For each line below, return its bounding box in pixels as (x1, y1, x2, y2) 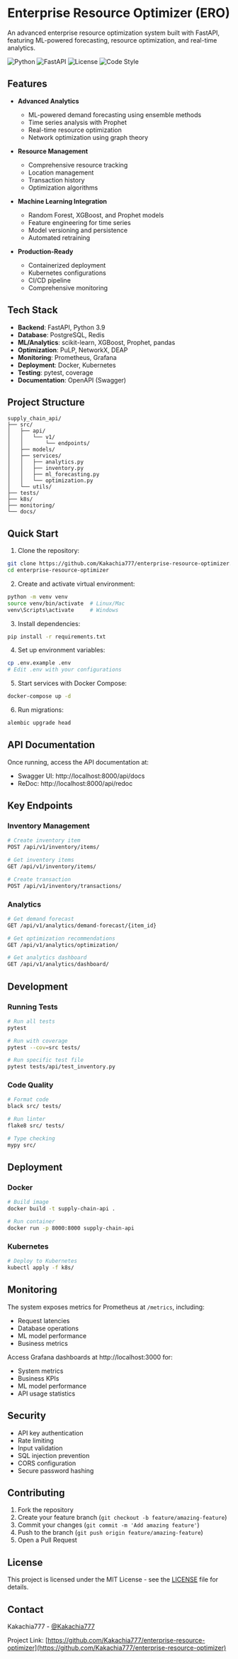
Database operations (17, 1324, 79, 1332)
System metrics (17, 1367, 64, 1375)
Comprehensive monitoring (28, 283, 108, 292)
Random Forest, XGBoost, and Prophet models (28, 211, 164, 219)
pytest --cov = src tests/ (7, 1044, 81, 1051)
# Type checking (7, 1134, 55, 1142)
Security (7, 1410, 46, 1422)
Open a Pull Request (17, 1535, 78, 1545)
